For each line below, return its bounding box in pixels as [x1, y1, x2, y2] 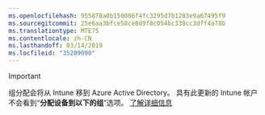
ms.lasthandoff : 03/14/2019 [8, 42, 103, 50]
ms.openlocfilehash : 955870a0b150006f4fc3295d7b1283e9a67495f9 [8, 11, 226, 20]
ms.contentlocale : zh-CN [8, 34, 92, 43]
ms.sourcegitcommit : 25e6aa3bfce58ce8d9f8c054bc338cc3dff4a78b [8, 19, 226, 27]
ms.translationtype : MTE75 [8, 27, 99, 35]
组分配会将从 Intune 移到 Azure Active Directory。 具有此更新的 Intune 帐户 [8, 88, 259, 97]
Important [8, 72, 41, 80]
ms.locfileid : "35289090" [8, 49, 95, 57]
